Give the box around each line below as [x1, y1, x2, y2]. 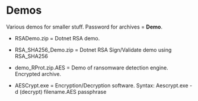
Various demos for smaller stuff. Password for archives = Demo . [6, 23, 163, 30]
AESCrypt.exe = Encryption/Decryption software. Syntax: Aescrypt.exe [14, 81, 189, 89]
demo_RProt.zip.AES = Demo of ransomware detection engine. [14, 64, 169, 71]
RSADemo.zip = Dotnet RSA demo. [14, 34, 100, 42]
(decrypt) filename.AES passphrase [20, 88, 107, 95]
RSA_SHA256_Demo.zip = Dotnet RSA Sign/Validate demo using [14, 46, 172, 53]
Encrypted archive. [14, 70, 61, 77]
